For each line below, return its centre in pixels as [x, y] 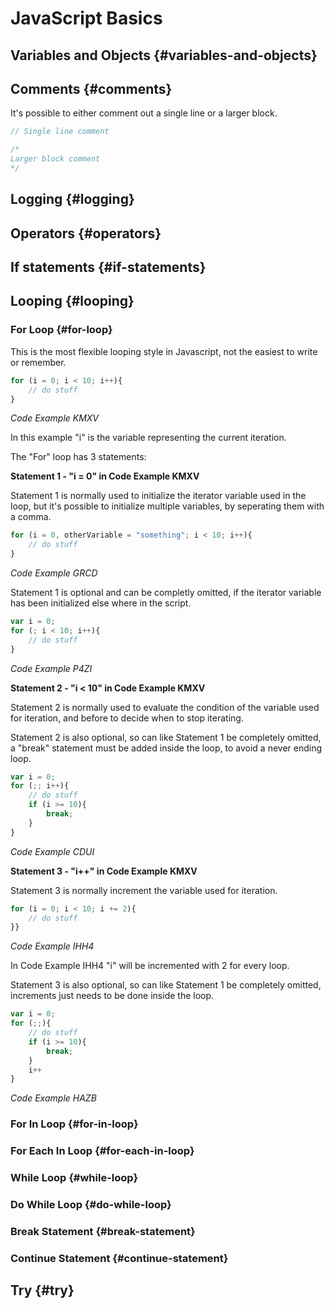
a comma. [31, 517]
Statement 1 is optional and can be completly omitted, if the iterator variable [166, 592]
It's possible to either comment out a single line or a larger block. [144, 113]
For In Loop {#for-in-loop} [74, 1124]
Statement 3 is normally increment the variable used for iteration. [144, 890]
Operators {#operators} [86, 233]
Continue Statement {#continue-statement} [119, 1258]
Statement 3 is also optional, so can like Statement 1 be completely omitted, [166, 985]
